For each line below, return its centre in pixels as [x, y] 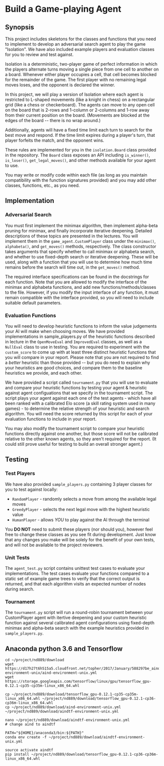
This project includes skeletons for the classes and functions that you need [81, 39]
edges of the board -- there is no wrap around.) [53, 120]
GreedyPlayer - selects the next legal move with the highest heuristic [81, 509]
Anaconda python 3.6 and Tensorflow [64, 649]
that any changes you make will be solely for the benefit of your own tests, [80, 539]
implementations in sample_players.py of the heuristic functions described [80, 336]
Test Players [20, 473]
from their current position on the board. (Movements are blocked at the [77, 115]
